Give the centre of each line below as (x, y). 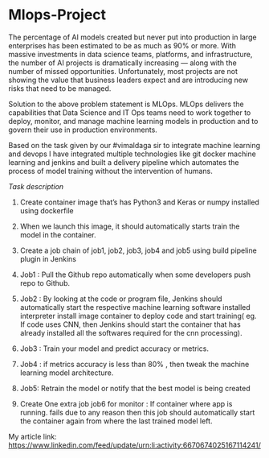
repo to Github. (45, 283)
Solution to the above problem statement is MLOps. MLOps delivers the (126, 104)
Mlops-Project (57, 15)
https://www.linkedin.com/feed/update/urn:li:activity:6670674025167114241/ (134, 445)
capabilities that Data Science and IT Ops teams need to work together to (130, 112)
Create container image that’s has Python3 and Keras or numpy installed (139, 202)
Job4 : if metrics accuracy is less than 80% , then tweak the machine (134, 364)
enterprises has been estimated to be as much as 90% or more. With (122, 45)
